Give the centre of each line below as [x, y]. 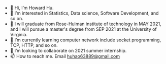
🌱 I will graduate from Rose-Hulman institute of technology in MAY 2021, [86, 24]
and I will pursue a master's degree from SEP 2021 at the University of [84, 29]
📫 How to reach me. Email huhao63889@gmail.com [65, 56]
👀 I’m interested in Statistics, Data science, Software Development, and [84, 13]
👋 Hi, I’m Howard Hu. [32, 8]
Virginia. [19, 35]
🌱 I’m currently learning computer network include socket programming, [86, 40]
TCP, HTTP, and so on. [34, 45]
